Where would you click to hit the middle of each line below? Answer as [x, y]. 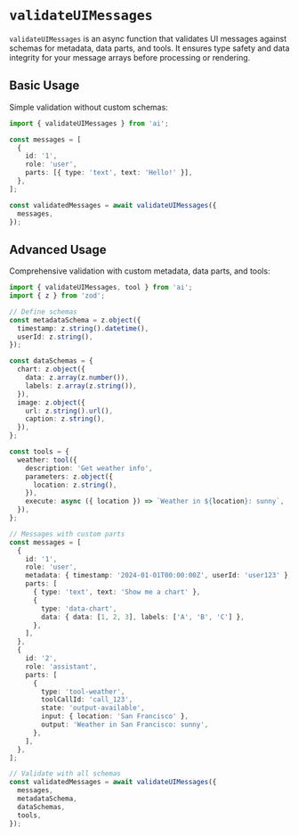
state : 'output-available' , [93, 708]
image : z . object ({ [52, 402]
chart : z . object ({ [52, 369]
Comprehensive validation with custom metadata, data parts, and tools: [140, 271]
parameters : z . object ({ [69, 476]
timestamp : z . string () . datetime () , [83, 328]
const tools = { [39, 452]
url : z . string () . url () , [69, 411]
